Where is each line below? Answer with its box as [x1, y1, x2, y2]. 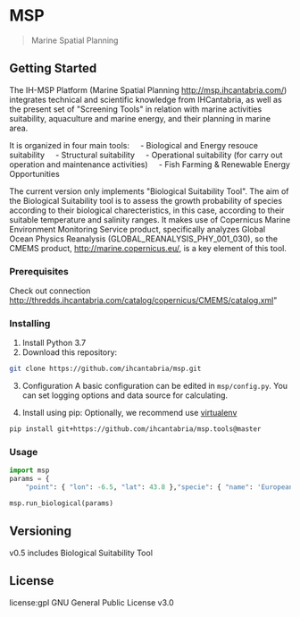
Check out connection [9, 285, 91, 296]
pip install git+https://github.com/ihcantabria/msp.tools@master [9, 425, 262, 434]
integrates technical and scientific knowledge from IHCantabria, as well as [9, 94, 283, 105]
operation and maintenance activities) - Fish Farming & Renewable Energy [9, 158, 290, 170]
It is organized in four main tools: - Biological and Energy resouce [9, 139, 259, 150]
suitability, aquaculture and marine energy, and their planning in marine [9, 113, 271, 123]
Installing [9, 317, 51, 329]
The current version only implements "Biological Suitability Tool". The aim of [9, 185, 289, 197]
